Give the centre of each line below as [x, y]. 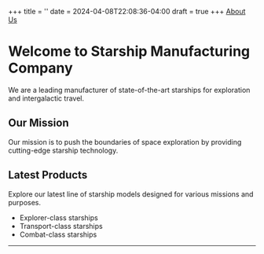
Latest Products [48, 175]
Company [40, 68]
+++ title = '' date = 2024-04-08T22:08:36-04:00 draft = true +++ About [127, 11]
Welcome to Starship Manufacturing [129, 52]
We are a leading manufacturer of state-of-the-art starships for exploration [129, 90]
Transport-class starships [61, 226]
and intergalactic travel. [46, 98]
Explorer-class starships [59, 217]
